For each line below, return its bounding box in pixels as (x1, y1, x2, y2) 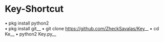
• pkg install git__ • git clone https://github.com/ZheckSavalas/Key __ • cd (5, 25, 159, 31)
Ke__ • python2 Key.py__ (5, 31, 56, 37)
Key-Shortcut (5, 3, 64, 15)
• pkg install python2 (5, 20, 49, 26)
